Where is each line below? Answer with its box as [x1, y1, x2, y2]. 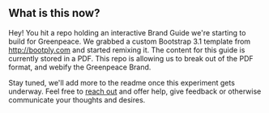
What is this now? [8, 6, 100, 20]
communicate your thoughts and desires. [8, 94, 146, 104]
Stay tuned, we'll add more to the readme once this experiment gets [8, 77, 235, 87]
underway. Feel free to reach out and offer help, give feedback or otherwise [8, 86, 262, 96]
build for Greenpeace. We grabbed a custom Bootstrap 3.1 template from [8, 36, 251, 46]
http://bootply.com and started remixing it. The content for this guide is [8, 44, 246, 55]
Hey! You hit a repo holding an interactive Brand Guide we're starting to [8, 27, 246, 37]
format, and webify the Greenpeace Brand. [8, 62, 152, 72]
